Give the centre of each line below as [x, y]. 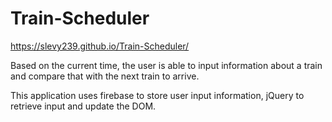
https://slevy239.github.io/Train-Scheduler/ [100, 46]
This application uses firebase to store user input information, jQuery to [157, 95]
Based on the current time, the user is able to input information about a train [166, 65]
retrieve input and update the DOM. [83, 106]
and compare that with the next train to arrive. [105, 76]
